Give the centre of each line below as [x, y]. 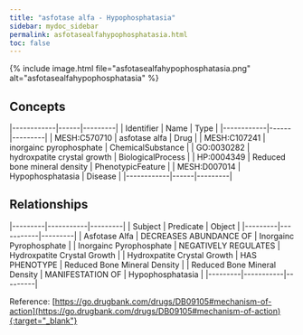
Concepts [38, 106]
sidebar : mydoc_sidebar [54, 26]
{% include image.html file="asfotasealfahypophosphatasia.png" [130, 69]
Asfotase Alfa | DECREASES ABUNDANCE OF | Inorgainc [189, 236]
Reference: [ [33, 301]
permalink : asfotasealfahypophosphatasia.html [99, 34]
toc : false [30, 43]
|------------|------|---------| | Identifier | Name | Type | [114, 128]
